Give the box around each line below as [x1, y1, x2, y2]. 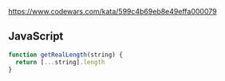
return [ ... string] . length [15, 58, 105, 66]
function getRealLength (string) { [8, 51, 124, 59]
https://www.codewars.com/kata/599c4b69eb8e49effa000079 [8, 7, 217, 16]
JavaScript [8, 29, 64, 43]
